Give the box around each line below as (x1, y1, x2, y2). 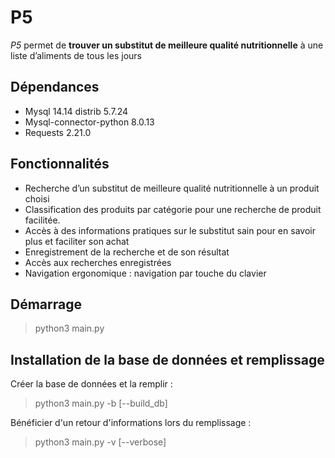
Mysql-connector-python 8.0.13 (24, 116, 155, 128)
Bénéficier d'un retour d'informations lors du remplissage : (10, 417, 252, 429)
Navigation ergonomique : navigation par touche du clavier (24, 267, 267, 279)
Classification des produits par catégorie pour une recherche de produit (24, 203, 322, 215)
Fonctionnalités (10, 156, 110, 173)
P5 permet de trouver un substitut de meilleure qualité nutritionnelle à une (10, 39, 324, 51)
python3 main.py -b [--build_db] (34, 397, 168, 410)
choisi (24, 192, 50, 205)
